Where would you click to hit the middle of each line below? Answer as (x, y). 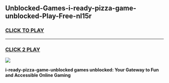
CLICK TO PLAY (25, 31)
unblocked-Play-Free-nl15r (49, 16)
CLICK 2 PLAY (23, 49)
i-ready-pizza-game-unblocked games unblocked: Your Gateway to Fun (82, 69)
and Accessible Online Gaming (38, 75)
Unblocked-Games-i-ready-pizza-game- (71, 8)
